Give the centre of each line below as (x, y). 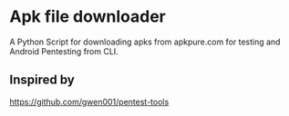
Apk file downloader (88, 17)
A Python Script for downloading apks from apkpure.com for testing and (145, 42)
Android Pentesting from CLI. (64, 51)
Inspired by (42, 80)
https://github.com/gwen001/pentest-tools (89, 101)
